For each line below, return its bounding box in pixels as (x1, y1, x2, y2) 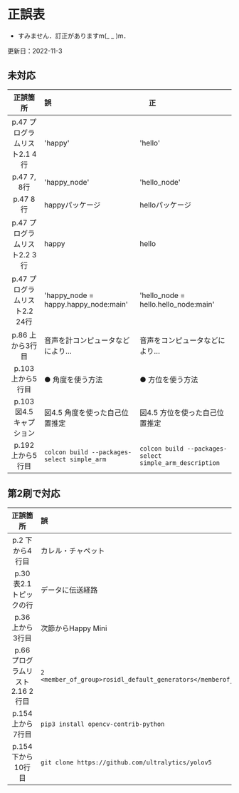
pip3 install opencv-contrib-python (40, 720, 165, 728)
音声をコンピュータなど (139, 335, 218, 345)
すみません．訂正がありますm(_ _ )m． (17, 31, 130, 40)
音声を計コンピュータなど (43, 335, 130, 345)
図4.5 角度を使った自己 (43, 407, 122, 417)
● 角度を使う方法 (43, 374, 103, 384)
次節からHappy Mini (40, 623, 107, 633)
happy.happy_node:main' (43, 299, 128, 309)
